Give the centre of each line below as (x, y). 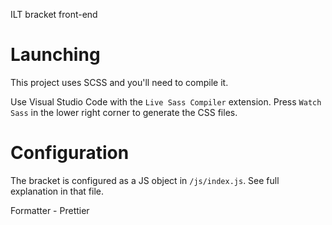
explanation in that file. (57, 191)
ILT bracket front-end (54, 14)
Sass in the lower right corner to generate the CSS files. (124, 112)
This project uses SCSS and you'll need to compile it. (119, 82)
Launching (55, 55)
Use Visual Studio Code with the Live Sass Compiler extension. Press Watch (166, 101)
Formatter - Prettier (50, 210)
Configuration (70, 153)
